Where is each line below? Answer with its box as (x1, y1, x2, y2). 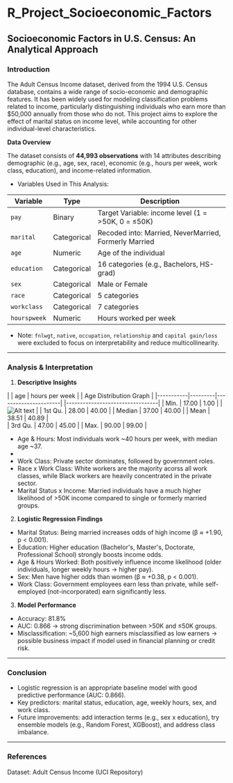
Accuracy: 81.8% (17, 615, 66, 623)
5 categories (97, 290, 139, 300)
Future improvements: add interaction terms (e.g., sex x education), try (17, 713, 220, 722)
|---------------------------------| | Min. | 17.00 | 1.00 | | (63, 399, 223, 408)
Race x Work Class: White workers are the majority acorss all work (17, 464, 208, 473)
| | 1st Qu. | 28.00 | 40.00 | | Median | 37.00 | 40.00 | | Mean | (35, 406, 210, 415)
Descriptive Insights (17, 378, 78, 387)
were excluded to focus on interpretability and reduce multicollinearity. (17, 338, 220, 347)
